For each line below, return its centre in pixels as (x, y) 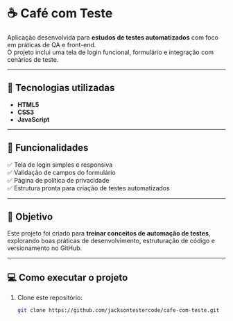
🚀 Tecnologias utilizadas (61, 88)
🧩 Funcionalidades (48, 148)
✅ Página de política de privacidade (58, 180)
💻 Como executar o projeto (68, 278)
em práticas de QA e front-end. (52, 44)
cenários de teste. (33, 59)
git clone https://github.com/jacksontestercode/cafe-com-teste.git (118, 311)
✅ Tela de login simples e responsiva (60, 165)
